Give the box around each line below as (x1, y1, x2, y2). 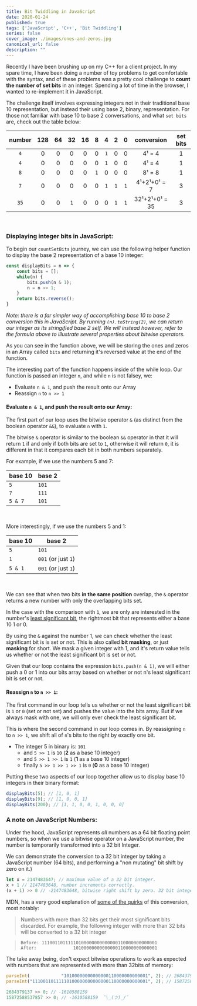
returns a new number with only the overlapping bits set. (6, 597, 142, 604)
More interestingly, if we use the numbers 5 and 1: (6, 523, 127, 530)
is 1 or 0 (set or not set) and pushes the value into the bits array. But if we (6, 708, 183, 715)
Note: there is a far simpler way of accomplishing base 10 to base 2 (6, 312, 170, 319)
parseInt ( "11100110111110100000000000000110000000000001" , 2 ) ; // (6, 978, 172, 984)
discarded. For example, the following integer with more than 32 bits (20, 923, 186, 929)
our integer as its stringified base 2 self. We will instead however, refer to (6, 325, 183, 332)
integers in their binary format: (6, 780, 80, 787)
